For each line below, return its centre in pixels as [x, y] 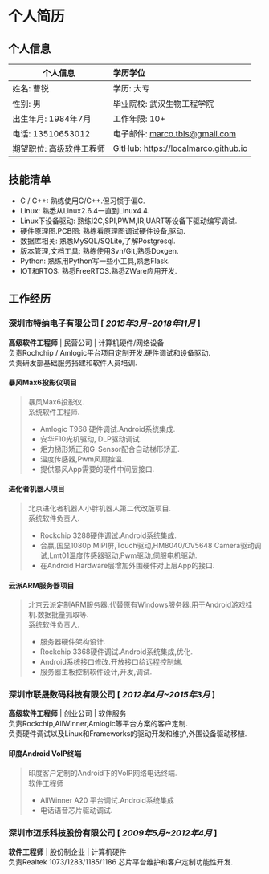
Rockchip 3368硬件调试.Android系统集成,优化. [116, 652]
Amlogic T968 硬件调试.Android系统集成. [108, 429]
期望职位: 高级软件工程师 [59, 149]
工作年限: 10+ [139, 119]
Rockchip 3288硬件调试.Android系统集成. [108, 535]
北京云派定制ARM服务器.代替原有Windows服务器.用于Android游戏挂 [140, 605]
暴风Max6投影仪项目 [43, 383]
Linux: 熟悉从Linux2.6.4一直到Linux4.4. [85, 210]
